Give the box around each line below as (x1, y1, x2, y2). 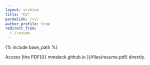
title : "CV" (5, 12, 30, 17)
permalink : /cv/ (5, 16, 39, 21)
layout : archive (5, 7, 39, 12)
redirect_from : (5, 26, 37, 31)
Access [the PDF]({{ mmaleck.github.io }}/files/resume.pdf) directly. (5, 54, 145, 60)
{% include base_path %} (5, 44, 58, 50)
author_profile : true (5, 21, 50, 26)
